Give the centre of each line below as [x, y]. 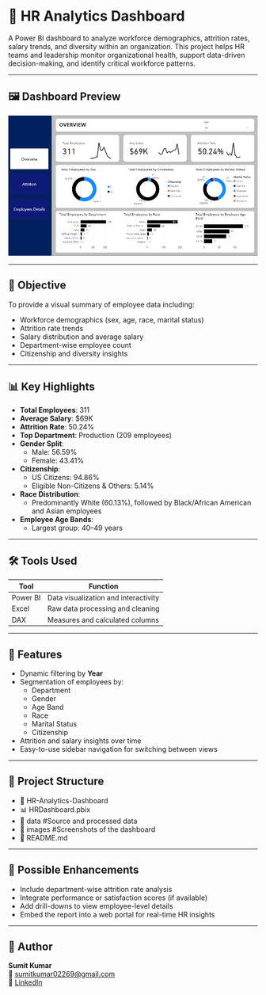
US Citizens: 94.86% [65, 477]
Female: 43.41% [58, 460]
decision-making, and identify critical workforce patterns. [102, 63]
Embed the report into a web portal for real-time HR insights [117, 914]
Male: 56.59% [54, 452]
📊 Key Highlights [51, 387]
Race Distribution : [50, 494]
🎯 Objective [37, 286]
